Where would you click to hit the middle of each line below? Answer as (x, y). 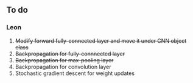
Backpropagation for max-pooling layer (64, 60)
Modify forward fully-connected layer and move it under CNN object (101, 41)
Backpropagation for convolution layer (63, 67)
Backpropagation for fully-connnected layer (70, 54)
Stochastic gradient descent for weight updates (75, 73)
